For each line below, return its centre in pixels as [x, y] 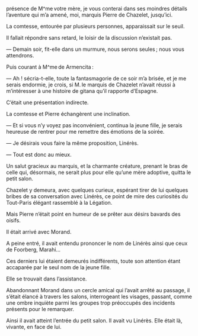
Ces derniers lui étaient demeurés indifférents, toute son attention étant [93, 261]
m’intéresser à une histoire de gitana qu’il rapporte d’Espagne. [82, 91]
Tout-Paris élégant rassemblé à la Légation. [59, 203]
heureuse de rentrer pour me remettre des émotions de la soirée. [85, 132]
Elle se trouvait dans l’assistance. [47, 279]
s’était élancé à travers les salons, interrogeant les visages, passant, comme [99, 296]
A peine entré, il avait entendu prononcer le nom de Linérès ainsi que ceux [97, 243]
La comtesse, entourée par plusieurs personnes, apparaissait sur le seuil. [95, 26]
